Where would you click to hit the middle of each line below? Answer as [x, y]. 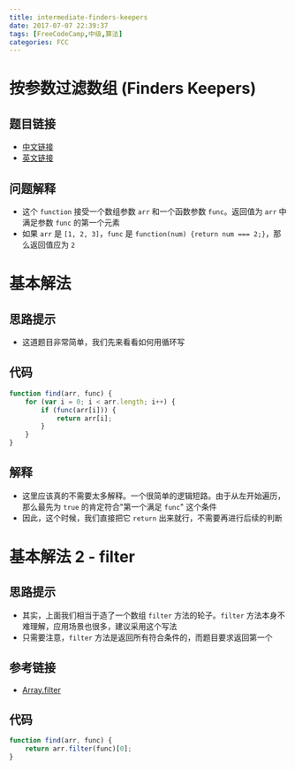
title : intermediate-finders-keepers [79, 17]
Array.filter [42, 689]
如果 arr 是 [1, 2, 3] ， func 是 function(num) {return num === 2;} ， [147, 234]
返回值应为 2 [52, 245]
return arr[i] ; [84, 418]
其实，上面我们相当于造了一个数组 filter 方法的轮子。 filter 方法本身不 [153, 615]
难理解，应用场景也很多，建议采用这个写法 [99, 626]
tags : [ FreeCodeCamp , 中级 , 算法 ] [66, 34]
